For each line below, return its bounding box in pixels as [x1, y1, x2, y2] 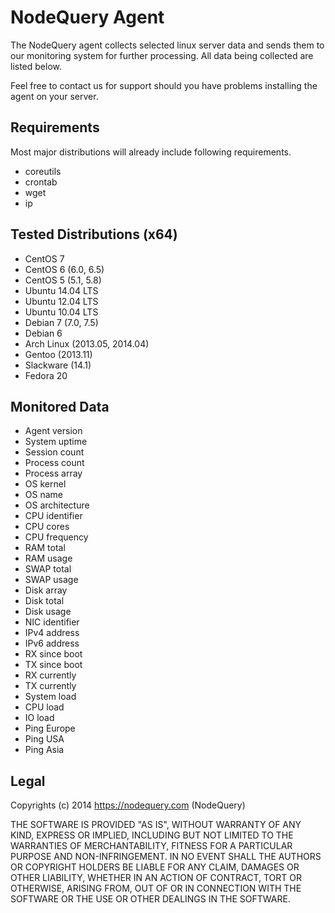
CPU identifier [24, 510, 83, 522]
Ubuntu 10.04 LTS [24, 306, 99, 318]
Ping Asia [24, 744, 65, 756]
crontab [24, 176, 58, 188]
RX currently [24, 669, 77, 681]
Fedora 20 [24, 369, 68, 381]
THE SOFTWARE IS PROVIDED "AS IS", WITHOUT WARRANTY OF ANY [10, 819, 302, 831]
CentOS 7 [24, 252, 65, 265]
